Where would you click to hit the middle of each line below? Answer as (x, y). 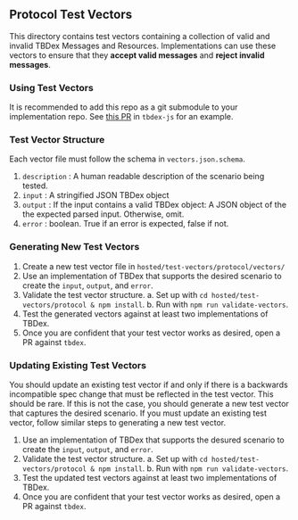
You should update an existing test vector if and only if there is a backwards (149, 384)
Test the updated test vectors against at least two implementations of (149, 478)
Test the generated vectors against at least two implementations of (145, 314)
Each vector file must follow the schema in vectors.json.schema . (127, 159)
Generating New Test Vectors (74, 247)
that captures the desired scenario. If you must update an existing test (138, 413)
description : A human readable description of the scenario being (143, 177)
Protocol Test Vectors (71, 15)
